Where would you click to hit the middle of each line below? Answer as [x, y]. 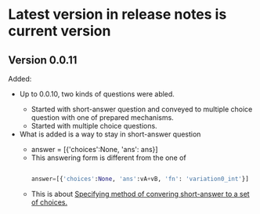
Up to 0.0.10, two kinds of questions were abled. [97, 94]
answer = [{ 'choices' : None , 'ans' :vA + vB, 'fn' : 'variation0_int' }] [140, 179]
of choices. [49, 202]
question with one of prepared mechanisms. [102, 118]
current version [60, 31]
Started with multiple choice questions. [94, 126]
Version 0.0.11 [43, 60]
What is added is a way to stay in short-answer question [110, 134]
